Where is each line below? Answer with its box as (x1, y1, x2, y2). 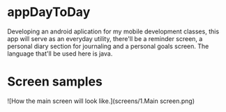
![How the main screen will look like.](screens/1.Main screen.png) (7, 97, 195, 105)
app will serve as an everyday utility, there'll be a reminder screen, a (7, 34, 203, 42)
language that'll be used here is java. (7, 49, 113, 58)
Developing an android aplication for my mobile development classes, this (7, 27, 220, 35)
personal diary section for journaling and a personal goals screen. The (7, 42, 209, 50)
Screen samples (7, 74, 103, 90)
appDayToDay (7, 4, 91, 20)
